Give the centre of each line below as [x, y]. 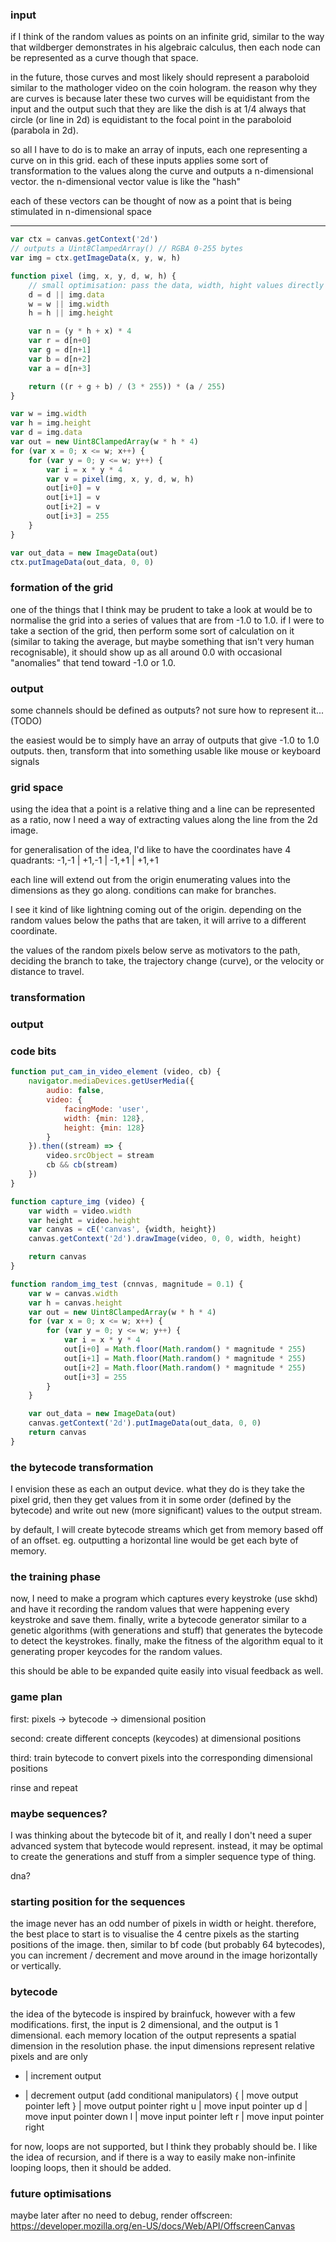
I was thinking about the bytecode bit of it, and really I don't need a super [161, 1835]
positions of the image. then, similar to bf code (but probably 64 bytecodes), [168, 1945]
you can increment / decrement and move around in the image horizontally [164, 1955]
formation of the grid [61, 588]
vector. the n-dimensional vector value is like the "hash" [125, 182]
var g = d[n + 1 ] [60, 350]
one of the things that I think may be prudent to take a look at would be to [161, 609]
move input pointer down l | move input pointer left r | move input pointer [174, 2116]
